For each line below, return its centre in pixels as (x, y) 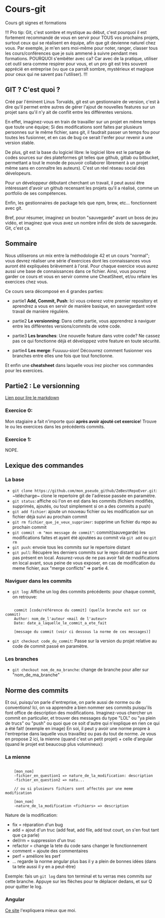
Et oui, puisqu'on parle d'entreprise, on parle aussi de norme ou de (73, 702)
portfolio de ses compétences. (36, 193)
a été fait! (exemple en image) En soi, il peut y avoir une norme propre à (78, 729)
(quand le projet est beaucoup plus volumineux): (54, 744)
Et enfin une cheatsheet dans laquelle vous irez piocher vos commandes (79, 365)
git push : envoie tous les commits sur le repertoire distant (71, 547)
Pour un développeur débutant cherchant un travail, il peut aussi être (75, 183)
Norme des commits (37, 690)
